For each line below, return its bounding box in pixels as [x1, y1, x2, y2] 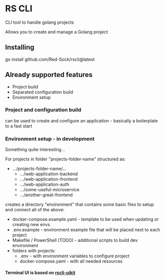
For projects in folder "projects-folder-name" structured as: [5, 156, 126, 162]
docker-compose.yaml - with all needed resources [19, 258, 123, 264]
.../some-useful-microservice [19, 187, 80, 193]
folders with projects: [12, 248, 56, 254]
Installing [5, 43, 35, 52]
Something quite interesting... [5, 147, 65, 153]
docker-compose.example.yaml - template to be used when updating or [12, 216, 159, 222]
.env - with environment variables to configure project [19, 253, 130, 259]
